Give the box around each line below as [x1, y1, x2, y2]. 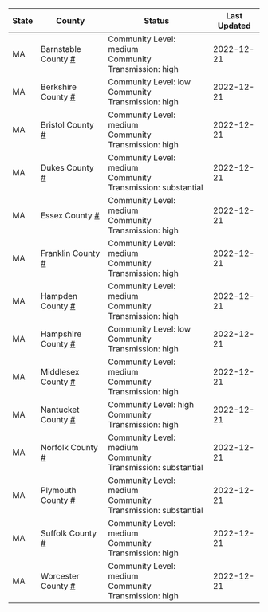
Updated [217, 20, 251, 31]
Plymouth [40, 485, 77, 496]
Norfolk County [40, 442, 98, 453]
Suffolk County [40, 528, 97, 539]
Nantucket [40, 404, 80, 415]
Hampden [40, 291, 78, 301]
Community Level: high [107, 399, 194, 410]
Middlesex [40, 367, 80, 377]
